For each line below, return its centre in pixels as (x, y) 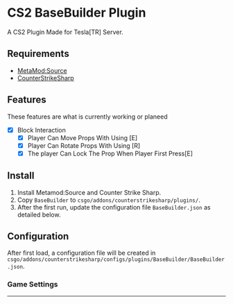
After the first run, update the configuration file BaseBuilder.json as (114, 207)
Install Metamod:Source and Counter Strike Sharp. (89, 192)
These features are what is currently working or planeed (87, 117)
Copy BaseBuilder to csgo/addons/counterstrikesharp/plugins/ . (109, 200)
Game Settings (33, 285)
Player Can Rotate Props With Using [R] (84, 145)
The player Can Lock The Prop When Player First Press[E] (110, 153)
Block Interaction (41, 130)
